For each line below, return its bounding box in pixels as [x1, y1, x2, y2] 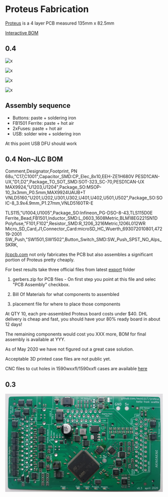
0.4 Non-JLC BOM [5, 154, 63, 163]
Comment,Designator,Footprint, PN [5, 168, 77, 174]
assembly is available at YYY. [5, 337, 66, 343]
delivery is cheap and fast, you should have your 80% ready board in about [5, 316, 160, 322]
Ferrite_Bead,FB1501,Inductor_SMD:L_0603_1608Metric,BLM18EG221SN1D [5, 215, 158, 221]
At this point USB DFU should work [5, 140, 77, 146]
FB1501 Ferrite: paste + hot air [12, 120, 74, 126]
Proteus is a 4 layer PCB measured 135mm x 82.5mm [5, 20, 114, 26]
